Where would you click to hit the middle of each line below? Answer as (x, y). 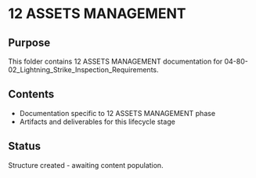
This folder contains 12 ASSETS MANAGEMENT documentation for (115, 61)
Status (25, 146)
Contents (31, 94)
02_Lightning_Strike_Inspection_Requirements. (83, 70)
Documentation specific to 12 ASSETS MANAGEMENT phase (117, 113)
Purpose (29, 43)
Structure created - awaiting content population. (86, 165)
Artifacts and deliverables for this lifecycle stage (97, 122)
